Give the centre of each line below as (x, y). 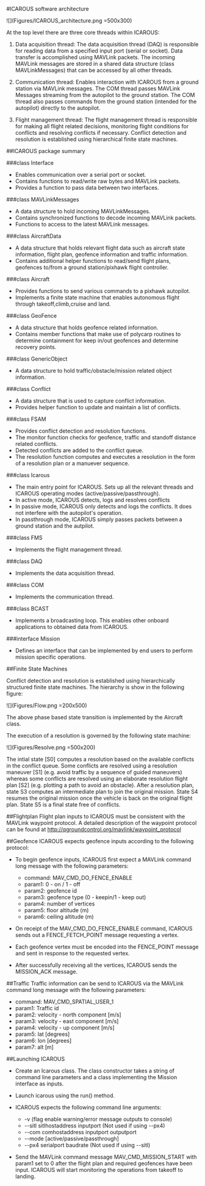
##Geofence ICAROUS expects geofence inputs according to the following (100, 841)
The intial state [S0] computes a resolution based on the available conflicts (100, 759)
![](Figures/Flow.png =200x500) (47, 705)
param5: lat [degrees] (42, 1034)
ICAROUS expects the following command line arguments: (88, 1107)
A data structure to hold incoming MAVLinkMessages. (83, 211)
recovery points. (36, 347)
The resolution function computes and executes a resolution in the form (105, 457)
